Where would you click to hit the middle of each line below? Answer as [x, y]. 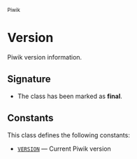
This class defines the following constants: [69, 135]
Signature [29, 79]
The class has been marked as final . [70, 96]
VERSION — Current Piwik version [64, 148]
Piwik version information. [45, 57]
